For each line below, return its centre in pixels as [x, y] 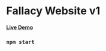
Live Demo [20, 27]
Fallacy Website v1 [53, 11]
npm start [20, 42]
